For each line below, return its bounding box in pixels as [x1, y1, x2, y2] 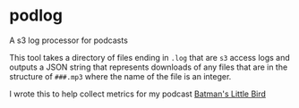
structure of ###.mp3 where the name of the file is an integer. [9, 71, 232, 81]
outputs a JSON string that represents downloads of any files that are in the [9, 62, 288, 72]
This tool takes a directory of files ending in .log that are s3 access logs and [9, 52, 291, 62]
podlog [9, 5, 63, 26]
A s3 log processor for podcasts [9, 35, 128, 46]
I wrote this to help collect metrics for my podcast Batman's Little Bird [9, 88, 267, 99]
